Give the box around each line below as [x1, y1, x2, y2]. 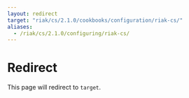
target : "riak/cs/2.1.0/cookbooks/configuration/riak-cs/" [7, 17, 183, 24]
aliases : [7, 23, 33, 30]
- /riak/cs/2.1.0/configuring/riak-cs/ [13, 29, 130, 37]
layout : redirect [7, 10, 58, 17]
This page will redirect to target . [7, 83, 101, 92]
